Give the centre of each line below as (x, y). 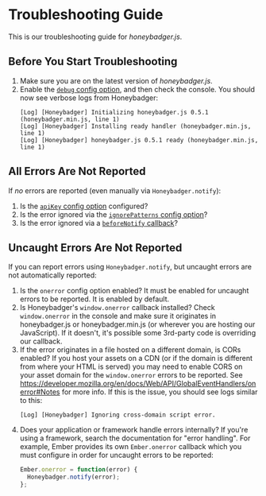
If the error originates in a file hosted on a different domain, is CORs (130, 350)
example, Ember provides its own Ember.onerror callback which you (131, 447)
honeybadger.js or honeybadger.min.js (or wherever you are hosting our (137, 324)
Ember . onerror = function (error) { (79, 470)
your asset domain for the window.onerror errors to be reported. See (131, 375)
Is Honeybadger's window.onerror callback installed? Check (118, 308)
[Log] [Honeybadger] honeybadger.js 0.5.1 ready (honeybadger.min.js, (139, 140)
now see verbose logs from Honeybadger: (89, 98)
